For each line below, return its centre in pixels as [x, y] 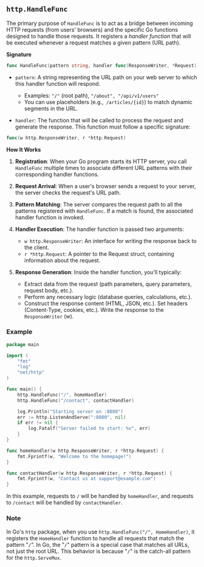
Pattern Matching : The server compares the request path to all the [99, 204]
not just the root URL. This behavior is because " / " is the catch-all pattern [99, 551]
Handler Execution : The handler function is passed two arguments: [99, 229]
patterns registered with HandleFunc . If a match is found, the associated [104, 211]
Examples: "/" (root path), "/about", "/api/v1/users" [91, 95]
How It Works [24, 149]
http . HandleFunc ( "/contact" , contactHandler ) [76, 400]
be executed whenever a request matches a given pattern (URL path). [93, 43]
